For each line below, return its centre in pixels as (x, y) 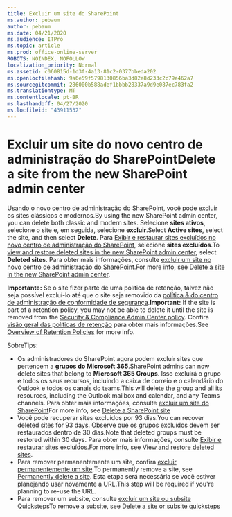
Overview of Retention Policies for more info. (71, 332)
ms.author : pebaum (34, 20)
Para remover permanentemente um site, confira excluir (97, 462)
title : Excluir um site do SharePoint (63, 14)
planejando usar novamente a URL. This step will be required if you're (116, 484)
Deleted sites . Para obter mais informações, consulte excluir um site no (109, 259)
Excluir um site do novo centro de (105, 144)
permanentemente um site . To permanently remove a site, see (105, 469)
